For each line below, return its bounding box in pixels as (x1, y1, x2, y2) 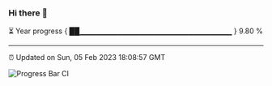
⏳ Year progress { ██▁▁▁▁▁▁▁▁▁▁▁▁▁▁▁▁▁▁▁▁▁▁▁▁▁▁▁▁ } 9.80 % (8, 26, 263, 36)
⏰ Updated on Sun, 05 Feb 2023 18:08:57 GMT (8, 53, 166, 62)
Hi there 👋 (8, 7, 49, 19)
